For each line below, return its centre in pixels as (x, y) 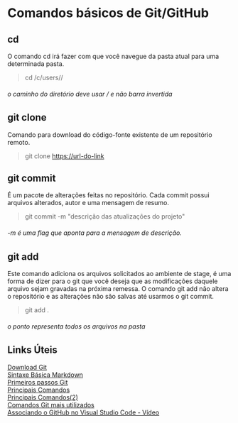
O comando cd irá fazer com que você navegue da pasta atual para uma (113, 56)
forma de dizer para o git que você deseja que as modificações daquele (113, 281)
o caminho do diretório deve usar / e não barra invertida (90, 94)
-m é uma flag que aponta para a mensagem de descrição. (95, 233)
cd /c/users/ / (44, 77)
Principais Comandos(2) (43, 397)
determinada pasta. (36, 64)
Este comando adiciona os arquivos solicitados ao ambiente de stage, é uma (119, 274)
